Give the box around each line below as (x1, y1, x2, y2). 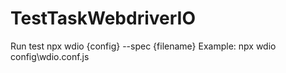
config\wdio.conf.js (10, 50, 90, 62)
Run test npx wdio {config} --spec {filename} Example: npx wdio (10, 40, 277, 52)
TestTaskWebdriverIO (10, 7, 196, 30)
